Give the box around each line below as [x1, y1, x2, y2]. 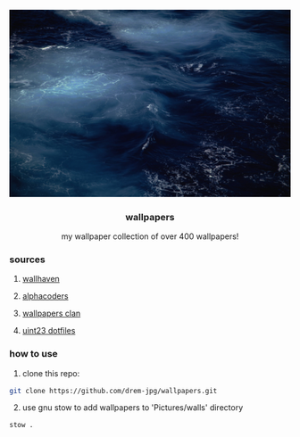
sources [9, 253, 46, 266]
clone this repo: [21, 367, 80, 378]
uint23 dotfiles [21, 326, 76, 336]
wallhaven [21, 274, 60, 284]
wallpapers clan [21, 308, 81, 319]
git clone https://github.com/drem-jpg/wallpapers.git [9, 386, 218, 395]
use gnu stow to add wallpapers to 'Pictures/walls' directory [21, 402, 244, 413]
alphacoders [21, 291, 69, 301]
